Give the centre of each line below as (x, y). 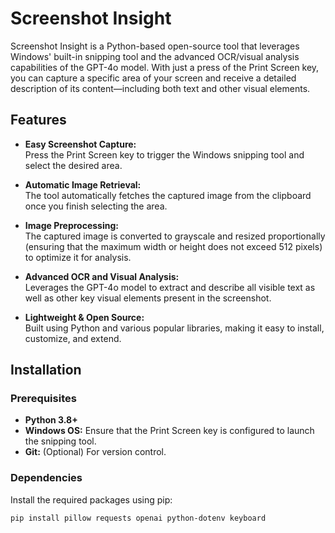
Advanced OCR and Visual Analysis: (102, 276)
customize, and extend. (73, 338)
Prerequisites (43, 399)
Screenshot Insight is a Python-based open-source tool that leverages (155, 46)
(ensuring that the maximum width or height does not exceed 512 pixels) (173, 246)
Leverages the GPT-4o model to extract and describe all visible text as (170, 287)
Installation (46, 370)
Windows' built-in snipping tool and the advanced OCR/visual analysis (155, 56)
